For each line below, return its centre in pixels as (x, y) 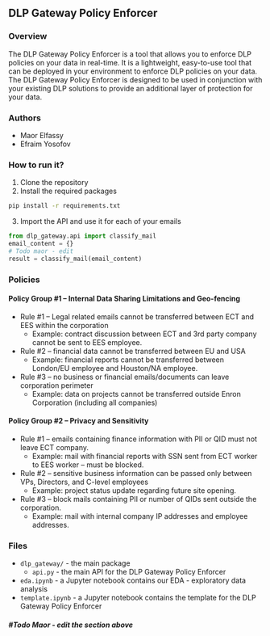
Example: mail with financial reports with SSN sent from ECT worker (145, 456)
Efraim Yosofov (45, 144)
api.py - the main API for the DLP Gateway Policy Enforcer (129, 572)
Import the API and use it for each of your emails (100, 221)
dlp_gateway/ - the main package (75, 563)
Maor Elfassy (42, 135)
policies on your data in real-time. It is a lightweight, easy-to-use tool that (130, 62)
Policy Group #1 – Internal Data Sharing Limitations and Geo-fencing (124, 299)
